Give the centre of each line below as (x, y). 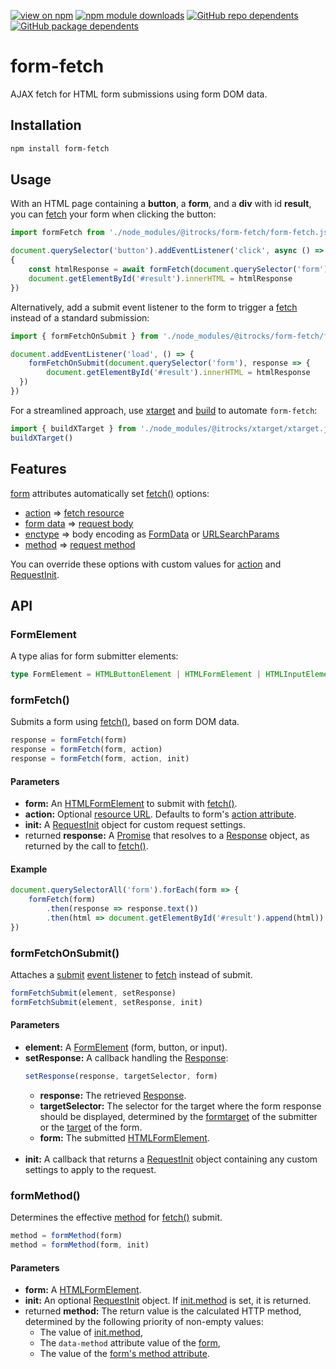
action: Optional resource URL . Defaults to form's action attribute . (160, 814)
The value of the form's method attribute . (124, 1354)
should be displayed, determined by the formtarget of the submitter (178, 1116)
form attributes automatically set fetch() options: (110, 493)
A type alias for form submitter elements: (94, 656)
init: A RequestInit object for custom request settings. (135, 825)
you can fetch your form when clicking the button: (113, 214)
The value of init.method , (91, 1332)
